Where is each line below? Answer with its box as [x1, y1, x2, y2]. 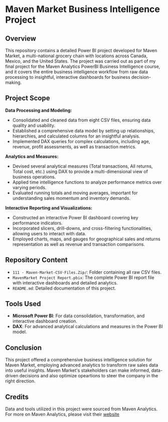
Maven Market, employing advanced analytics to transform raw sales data [5, 362, 158, 368]
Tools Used [5, 300, 41, 308]
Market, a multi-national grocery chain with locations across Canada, [5, 53, 148, 59]
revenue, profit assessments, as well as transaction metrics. [12, 144, 136, 150]
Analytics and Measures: [5, 153, 59, 159]
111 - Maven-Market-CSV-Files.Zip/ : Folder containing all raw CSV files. [12, 269, 161, 275]
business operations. [12, 174, 56, 180]
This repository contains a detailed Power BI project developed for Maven [5, 48, 157, 53]
